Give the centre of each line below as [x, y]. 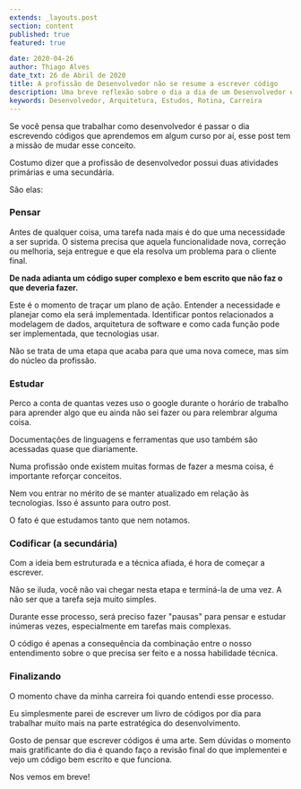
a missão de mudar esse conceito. [73, 145]
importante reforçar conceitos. [66, 476]
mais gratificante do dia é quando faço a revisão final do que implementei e [148, 750]
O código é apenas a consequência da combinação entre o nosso [131, 644]
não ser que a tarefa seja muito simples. [83, 599]
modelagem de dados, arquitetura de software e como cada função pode [145, 324]
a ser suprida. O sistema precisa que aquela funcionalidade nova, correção [148, 241]
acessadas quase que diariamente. [74, 449]
